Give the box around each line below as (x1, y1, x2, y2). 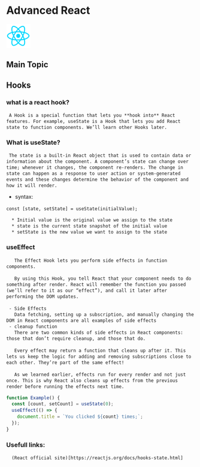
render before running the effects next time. (6, 384, 125, 390)
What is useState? (6, 138, 61, 146)
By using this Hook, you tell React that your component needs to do (14, 276, 192, 282)
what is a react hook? (6, 98, 70, 106)
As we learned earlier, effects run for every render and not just (14, 372, 186, 378)
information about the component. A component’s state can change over (6, 158, 189, 165)
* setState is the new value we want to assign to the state (11, 229, 168, 235)
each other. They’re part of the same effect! (6, 360, 125, 366)
